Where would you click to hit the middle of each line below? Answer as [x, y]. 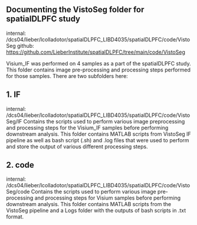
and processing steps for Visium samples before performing [108, 198]
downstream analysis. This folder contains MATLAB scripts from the [89, 204]
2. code [20, 165]
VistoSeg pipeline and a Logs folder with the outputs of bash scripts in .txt [96, 211]
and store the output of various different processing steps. [77, 146]
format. [15, 217]
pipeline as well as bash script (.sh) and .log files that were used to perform [98, 140]
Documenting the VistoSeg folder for [75, 10]
